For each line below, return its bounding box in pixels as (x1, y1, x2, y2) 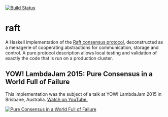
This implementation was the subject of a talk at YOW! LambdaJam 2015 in (5, 91, 162, 97)
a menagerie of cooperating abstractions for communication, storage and (5, 44, 159, 50)
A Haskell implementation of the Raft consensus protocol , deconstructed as (5, 39, 163, 45)
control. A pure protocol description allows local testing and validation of (5, 49, 157, 55)
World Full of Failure (5, 78, 70, 86)
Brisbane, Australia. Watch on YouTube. (5, 96, 88, 102)
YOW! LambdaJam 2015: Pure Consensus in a (5, 70, 153, 78)
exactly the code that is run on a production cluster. (5, 55, 113, 61)
